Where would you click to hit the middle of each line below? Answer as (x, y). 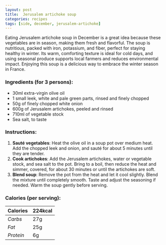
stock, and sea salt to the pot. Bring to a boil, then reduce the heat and (84, 164)
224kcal (42, 211)
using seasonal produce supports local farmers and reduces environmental (82, 59)
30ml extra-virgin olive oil (38, 93)
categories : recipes (27, 19)
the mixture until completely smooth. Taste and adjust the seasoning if (84, 180)
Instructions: (21, 132)
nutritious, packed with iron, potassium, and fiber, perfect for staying (75, 48)
